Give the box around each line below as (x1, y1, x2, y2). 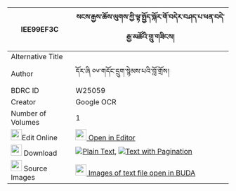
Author (11, 68, 34, 78)
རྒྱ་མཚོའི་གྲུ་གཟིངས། (126, 32, 175, 42)
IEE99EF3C (20, 25, 59, 34)
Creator (11, 97, 37, 106)
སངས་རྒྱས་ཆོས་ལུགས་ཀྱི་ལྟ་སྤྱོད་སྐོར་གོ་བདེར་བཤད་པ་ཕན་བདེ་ (76, 12, 225, 22)
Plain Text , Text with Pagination (82, 146, 193, 156)
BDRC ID (11, 86, 40, 95)
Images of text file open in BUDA (88, 168, 196, 178)
